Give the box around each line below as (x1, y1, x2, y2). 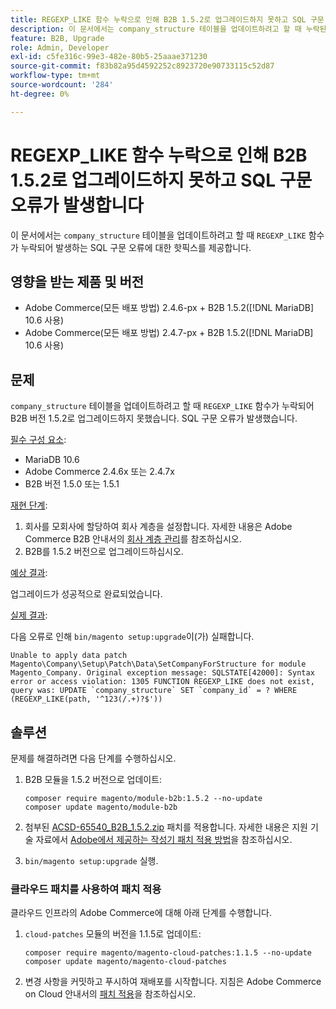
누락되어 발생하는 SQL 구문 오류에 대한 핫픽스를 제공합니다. (20, 241, 252, 253)
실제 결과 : (10, 609, 48, 621)
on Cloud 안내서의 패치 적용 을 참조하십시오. (24, 988, 197, 1000)
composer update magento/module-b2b (24, 802, 178, 812)
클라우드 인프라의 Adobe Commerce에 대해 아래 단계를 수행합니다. (10, 907, 272, 919)
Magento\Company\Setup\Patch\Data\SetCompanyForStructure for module (10, 659, 307, 670)
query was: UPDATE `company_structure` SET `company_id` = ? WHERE (10, 686, 298, 696)
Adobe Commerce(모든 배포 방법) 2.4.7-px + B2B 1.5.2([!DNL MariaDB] (24, 327, 314, 339)
